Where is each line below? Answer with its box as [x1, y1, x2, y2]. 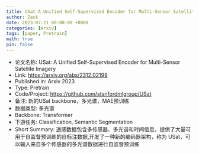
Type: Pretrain [14, 84, 50, 91]
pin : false [6, 42, 33, 48]
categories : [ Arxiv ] [6, 25, 57, 31]
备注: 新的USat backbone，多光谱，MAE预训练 [14, 97, 129, 104]
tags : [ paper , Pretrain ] [6, 31, 68, 37]
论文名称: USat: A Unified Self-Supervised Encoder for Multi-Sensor [14, 58, 181, 66]
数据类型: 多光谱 [14, 105, 54, 112]
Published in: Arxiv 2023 [14, 77, 75, 84]
